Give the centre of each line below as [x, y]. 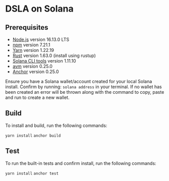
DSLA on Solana [40, 9]
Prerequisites [27, 27]
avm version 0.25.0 [33, 66]
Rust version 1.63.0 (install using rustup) [54, 55]
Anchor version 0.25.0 [36, 72]
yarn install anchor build [33, 136]
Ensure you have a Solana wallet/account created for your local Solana [79, 81]
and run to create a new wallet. [37, 97]
